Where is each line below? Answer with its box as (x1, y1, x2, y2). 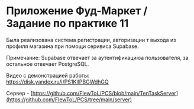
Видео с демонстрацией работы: (6, 72, 90, 79)
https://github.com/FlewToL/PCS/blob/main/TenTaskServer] (32, 89, 179, 97)
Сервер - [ (6, 89, 33, 97)
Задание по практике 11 (6, 17, 129, 30)
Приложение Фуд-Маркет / (6, 4, 148, 18)
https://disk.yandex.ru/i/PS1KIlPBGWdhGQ (6, 78, 109, 85)
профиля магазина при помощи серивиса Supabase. (6, 43, 139, 50)
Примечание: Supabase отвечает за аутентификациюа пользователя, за (6, 54, 189, 61)
